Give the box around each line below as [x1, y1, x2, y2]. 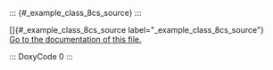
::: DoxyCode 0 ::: [9, 51, 73, 61]
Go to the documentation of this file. [9, 35, 142, 44]
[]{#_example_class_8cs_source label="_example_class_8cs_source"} [9, 25, 265, 35]
